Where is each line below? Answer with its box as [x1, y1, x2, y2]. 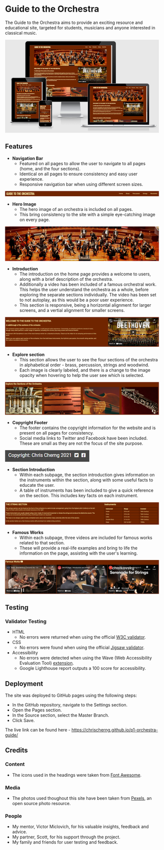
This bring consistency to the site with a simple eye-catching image [19, 211, 155, 217]
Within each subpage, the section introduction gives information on [19, 472, 155, 477]
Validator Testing [5, 618, 47, 624]
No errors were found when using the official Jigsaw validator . [19, 644, 145, 650]
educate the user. [19, 482, 55, 488]
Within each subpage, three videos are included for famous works [19, 535, 153, 540]
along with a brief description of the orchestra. [19, 276, 113, 282]
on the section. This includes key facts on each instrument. [19, 492, 138, 498]
